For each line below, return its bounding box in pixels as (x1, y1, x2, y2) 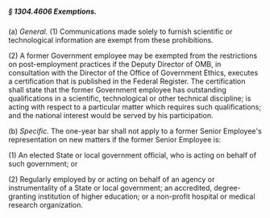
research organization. (8, 199, 83, 209)
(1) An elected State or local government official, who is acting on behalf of (8, 150, 256, 160)
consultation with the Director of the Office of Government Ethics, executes (8, 68, 259, 77)
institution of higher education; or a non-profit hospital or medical (37, 191, 255, 201)
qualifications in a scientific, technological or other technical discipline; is (8, 93, 251, 103)
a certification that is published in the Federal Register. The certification (8, 76, 246, 86)
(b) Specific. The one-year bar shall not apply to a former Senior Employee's (8, 125, 262, 136)
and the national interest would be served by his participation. (8, 110, 214, 120)
